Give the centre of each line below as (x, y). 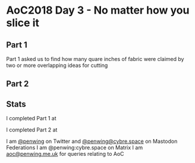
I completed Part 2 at (32, 130)
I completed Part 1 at (31, 119)
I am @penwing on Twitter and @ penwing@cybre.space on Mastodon (92, 141)
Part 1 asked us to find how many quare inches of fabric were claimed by (95, 59)
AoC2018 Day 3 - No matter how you (98, 10)
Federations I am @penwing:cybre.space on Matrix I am (75, 148)
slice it (23, 23)
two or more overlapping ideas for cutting (57, 65)
